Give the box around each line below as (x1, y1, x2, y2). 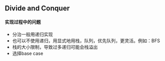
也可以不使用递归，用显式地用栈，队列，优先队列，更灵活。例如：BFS (12, 38, 160, 44)
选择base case (12, 50, 44, 56)
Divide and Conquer (5, 4, 70, 13)
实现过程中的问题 (5, 19, 41, 25)
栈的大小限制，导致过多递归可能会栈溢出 (12, 44, 98, 50)
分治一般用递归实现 (12, 31, 53, 37)
